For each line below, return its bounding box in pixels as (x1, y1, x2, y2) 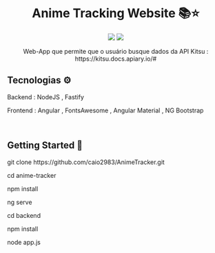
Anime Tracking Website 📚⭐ (32, 6, 200, 21)
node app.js (7, 238, 41, 246)
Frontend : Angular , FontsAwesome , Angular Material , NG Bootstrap (7, 106, 204, 114)
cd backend (7, 211, 41, 219)
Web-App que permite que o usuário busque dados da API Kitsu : (23, 47, 209, 55)
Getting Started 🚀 (7, 139, 83, 152)
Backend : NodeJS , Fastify (7, 92, 85, 101)
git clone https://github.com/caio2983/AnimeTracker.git (7, 158, 165, 166)
